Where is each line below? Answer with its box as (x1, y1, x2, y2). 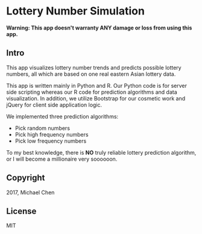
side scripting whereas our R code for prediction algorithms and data (6, 88, 178, 96)
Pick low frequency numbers (14, 137, 87, 144)
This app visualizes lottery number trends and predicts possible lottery (6, 64, 182, 71)
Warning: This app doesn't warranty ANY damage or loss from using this (6, 24, 192, 31)
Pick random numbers (14, 125, 71, 132)
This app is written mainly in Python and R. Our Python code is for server (6, 82, 187, 89)
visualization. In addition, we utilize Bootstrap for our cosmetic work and (6, 94, 186, 102)
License (6, 206, 37, 216)
